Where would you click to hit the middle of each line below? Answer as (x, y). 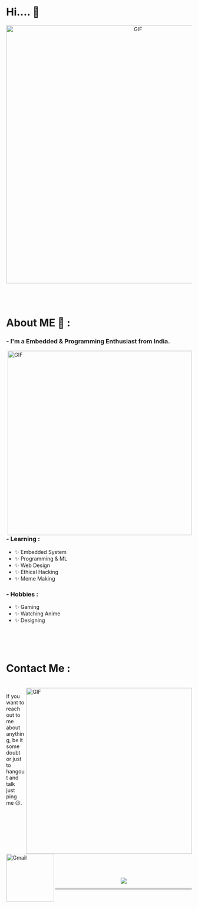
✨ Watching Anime (37, 614)
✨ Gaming (27, 607)
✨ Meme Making (35, 578)
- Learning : (23, 539)
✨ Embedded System (40, 552)
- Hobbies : (22, 594)
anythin (15, 734)
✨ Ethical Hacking (37, 572)
